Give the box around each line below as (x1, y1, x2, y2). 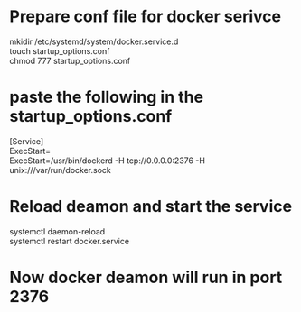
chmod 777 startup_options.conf (9, 55, 131, 66)
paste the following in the (9, 87, 204, 107)
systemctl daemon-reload (9, 225, 106, 236)
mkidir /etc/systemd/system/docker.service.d (9, 36, 179, 47)
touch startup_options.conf (9, 45, 110, 56)
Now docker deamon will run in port (9, 268, 283, 288)
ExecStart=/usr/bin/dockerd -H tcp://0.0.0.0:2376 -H (9, 155, 206, 166)
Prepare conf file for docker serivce (9, 6, 282, 27)
